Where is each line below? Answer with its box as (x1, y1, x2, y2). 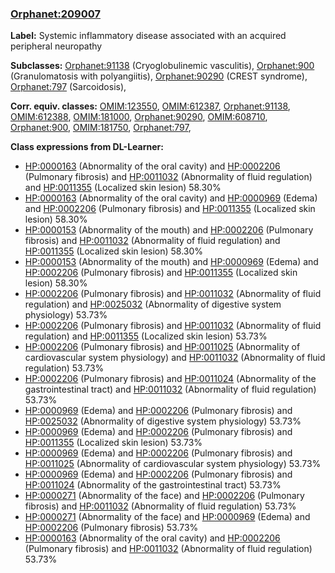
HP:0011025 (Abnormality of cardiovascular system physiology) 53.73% (24, 458, 322, 470)
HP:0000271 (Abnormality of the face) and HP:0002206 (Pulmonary (24, 490, 305, 502)
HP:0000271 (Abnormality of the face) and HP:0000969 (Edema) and (24, 511, 311, 523)
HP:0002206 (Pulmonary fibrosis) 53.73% (24, 522, 199, 534)
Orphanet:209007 (10, 7, 101, 21)
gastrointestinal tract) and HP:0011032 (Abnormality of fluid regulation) (24, 383, 317, 396)
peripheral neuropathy (10, 40, 103, 52)
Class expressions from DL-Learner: (10, 141, 164, 153)
